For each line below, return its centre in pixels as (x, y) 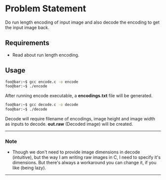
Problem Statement (46, 9)
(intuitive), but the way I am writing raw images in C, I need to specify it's (86, 157)
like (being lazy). (29, 168)
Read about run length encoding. (46, 55)
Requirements (27, 43)
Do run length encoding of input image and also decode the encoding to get (82, 22)
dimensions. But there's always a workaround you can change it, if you (84, 163)
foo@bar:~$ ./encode (26, 86)
